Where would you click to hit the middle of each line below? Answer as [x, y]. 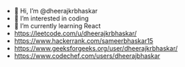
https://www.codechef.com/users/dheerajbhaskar [87, 56]
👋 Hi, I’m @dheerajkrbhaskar [56, 11]
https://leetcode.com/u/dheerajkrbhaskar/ [75, 33]
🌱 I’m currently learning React [57, 26]
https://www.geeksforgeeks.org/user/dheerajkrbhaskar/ [96, 48]
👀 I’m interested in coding [51, 18]
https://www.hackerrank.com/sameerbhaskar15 [84, 41]
